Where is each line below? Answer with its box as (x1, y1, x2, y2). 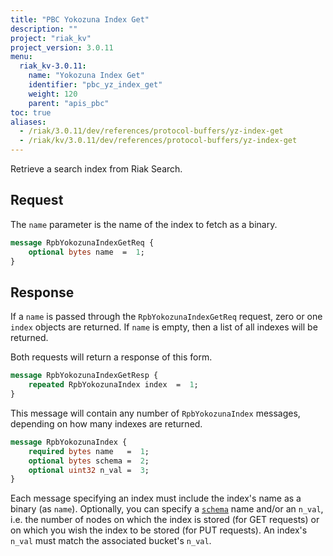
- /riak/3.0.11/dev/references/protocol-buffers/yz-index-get (19, 126, 284, 136)
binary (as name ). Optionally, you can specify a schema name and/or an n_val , (10, 503, 324, 515)
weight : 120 (28, 89, 78, 99)
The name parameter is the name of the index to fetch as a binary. (10, 218, 278, 230)
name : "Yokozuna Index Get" (28, 71, 145, 81)
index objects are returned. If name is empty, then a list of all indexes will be (10, 321, 318, 333)
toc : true (10, 107, 52, 118)
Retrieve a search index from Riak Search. (10, 163, 183, 175)
